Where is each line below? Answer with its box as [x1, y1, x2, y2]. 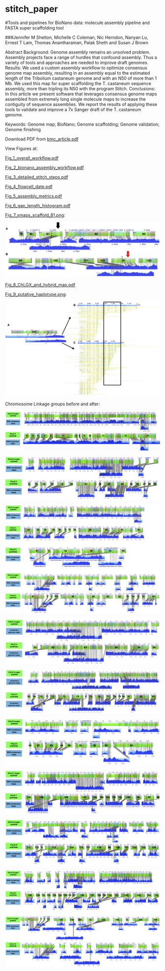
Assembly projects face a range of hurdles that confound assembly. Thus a [5, 54, 157, 60]
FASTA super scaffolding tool [5, 25, 64, 30]
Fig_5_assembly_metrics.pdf [5, 193, 62, 199]
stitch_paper [5, 3, 58, 15]
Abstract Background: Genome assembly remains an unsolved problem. [5, 49, 151, 55]
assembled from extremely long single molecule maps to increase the [5, 96, 146, 102]
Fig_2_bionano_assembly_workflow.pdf [5, 165, 84, 170]
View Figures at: [5, 145, 38, 151]
